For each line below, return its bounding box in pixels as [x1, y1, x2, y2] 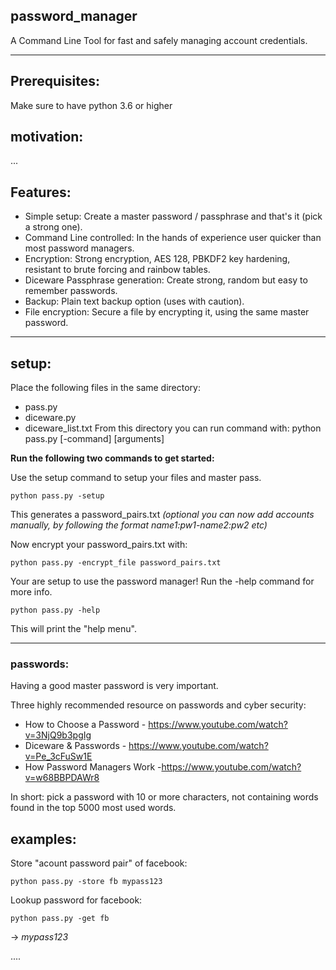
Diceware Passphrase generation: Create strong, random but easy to [24, 274, 308, 286]
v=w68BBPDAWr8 [24, 772, 100, 784]
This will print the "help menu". [10, 623, 137, 635]
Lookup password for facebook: [10, 894, 143, 906]
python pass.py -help [10, 605, 101, 616]
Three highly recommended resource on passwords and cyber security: [10, 699, 307, 711]
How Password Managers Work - [24, 761, 162, 773]
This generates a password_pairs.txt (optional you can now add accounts [10, 509, 315, 521]
